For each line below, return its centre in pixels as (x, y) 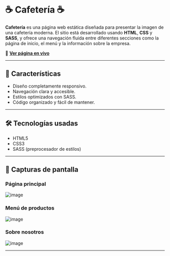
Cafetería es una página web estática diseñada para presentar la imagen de (84, 27)
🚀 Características (33, 74)
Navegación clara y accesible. (44, 91)
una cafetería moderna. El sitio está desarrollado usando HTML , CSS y (79, 32)
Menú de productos (30, 208)
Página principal (26, 184)
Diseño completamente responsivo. (50, 86)
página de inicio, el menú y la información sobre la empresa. (68, 43)
